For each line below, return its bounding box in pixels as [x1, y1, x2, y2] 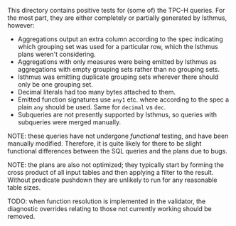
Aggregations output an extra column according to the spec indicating [17, 35, 224, 43]
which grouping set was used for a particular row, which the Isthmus [17, 43, 218, 50]
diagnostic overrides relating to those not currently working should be [7, 205, 212, 212]
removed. [7, 212, 36, 220]
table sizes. [7, 183, 41, 191]
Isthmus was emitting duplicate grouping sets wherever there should [17, 72, 219, 81]
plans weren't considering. [17, 50, 96, 58]
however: [7, 21, 35, 29]
